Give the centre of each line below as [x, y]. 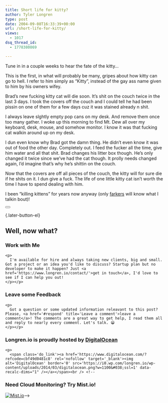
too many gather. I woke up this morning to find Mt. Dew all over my [75, 122]
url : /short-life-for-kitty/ [36, 29]
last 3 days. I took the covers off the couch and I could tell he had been [78, 102]
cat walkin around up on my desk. [40, 132]
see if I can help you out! [35, 278]
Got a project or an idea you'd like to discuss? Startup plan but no [80, 264]
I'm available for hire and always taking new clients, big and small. [86, 260]
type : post [17, 19]
